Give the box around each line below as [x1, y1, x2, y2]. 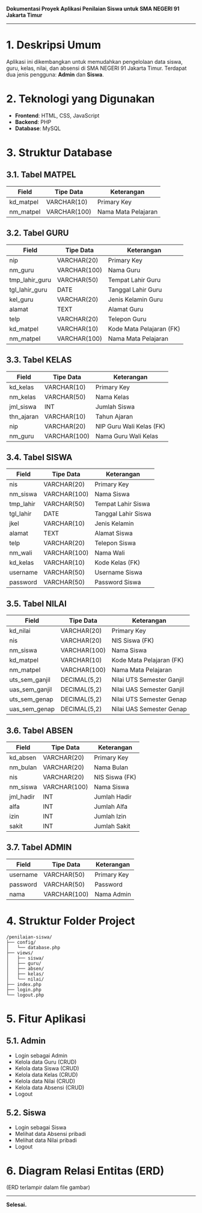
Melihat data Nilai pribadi [14, 1137, 77, 1144]
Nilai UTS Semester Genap [111, 695, 187, 703]
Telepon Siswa [94, 539, 136, 547]
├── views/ [6, 950, 34, 956]
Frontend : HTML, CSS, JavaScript [14, 111, 100, 119]
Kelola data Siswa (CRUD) [14, 1064, 79, 1071]
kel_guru [9, 295, 34, 304]
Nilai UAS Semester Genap [111, 705, 188, 713]
